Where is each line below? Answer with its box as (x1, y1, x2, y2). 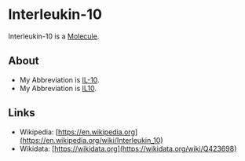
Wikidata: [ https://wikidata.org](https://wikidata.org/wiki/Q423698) (19, 144, 237, 153)
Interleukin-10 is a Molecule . (8, 31, 100, 41)
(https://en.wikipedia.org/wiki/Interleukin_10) (19, 135, 163, 145)
